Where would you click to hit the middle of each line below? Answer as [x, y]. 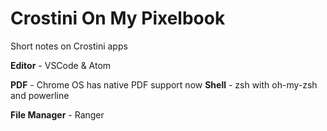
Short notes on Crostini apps [69, 46]
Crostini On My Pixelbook [118, 18]
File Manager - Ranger [57, 114]
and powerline [40, 95]
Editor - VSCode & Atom [61, 65]
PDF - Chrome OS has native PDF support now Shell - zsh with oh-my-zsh [164, 84]
